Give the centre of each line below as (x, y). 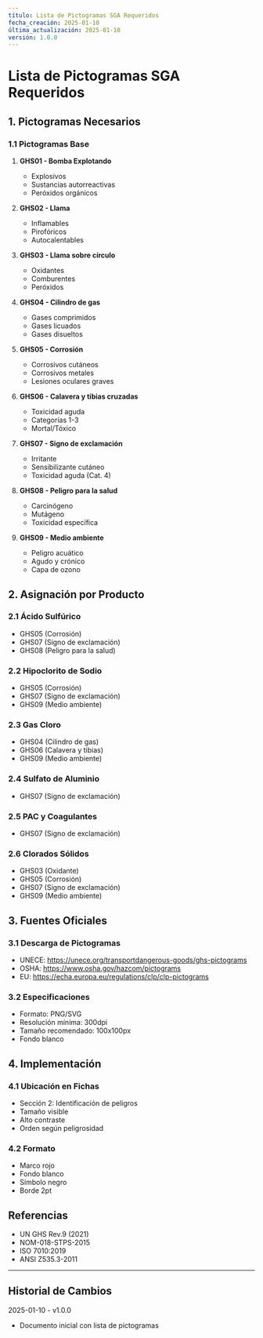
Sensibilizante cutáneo (68, 467)
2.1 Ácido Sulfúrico (45, 617)
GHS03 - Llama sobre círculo (67, 255)
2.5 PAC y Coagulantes (53, 816)
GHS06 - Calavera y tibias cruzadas (79, 396)
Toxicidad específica (65, 523)
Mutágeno (48, 514)
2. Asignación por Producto (76, 594)
